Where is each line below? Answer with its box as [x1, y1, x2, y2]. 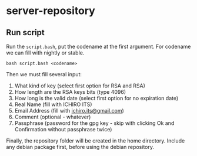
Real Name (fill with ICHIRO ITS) [14, 101, 92, 108]
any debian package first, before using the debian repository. [6, 144, 155, 150]
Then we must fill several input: [6, 71, 82, 77]
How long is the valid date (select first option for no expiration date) [14, 95, 179, 101]
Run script [6, 28, 45, 38]
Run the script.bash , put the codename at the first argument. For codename [6, 43, 191, 50]
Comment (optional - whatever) [14, 113, 91, 120]
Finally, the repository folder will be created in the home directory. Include [6, 137, 185, 144]
